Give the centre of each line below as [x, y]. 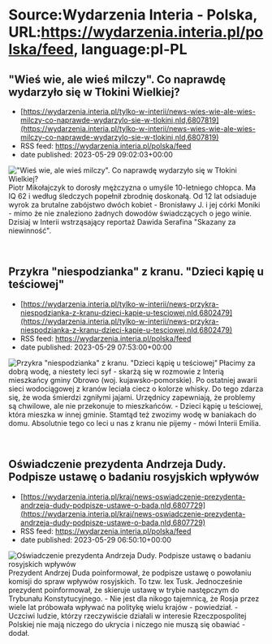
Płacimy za [237, 363]
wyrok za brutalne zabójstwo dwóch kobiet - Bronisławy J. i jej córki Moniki [134, 205]
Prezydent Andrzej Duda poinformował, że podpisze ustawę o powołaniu [130, 573]
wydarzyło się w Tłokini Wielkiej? [94, 92]
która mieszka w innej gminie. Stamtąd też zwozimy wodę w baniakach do [133, 414]
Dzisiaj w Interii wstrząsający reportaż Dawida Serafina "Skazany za [122, 222]
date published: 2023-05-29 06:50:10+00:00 [96, 539]
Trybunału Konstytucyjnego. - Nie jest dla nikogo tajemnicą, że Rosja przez [134, 599]
